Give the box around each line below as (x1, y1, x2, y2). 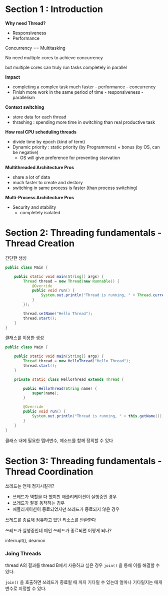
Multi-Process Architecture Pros (5, 194, 74, 200)
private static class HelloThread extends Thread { (14, 377, 124, 382)
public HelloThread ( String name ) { (23, 386, 97, 391)
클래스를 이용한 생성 (5, 335, 44, 341)
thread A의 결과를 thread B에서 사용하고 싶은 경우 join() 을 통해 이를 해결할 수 (5, 562, 160, 568)
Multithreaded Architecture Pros (5, 164, 74, 170)
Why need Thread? (5, 20, 46, 26)
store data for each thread (12, 114, 66, 120)
